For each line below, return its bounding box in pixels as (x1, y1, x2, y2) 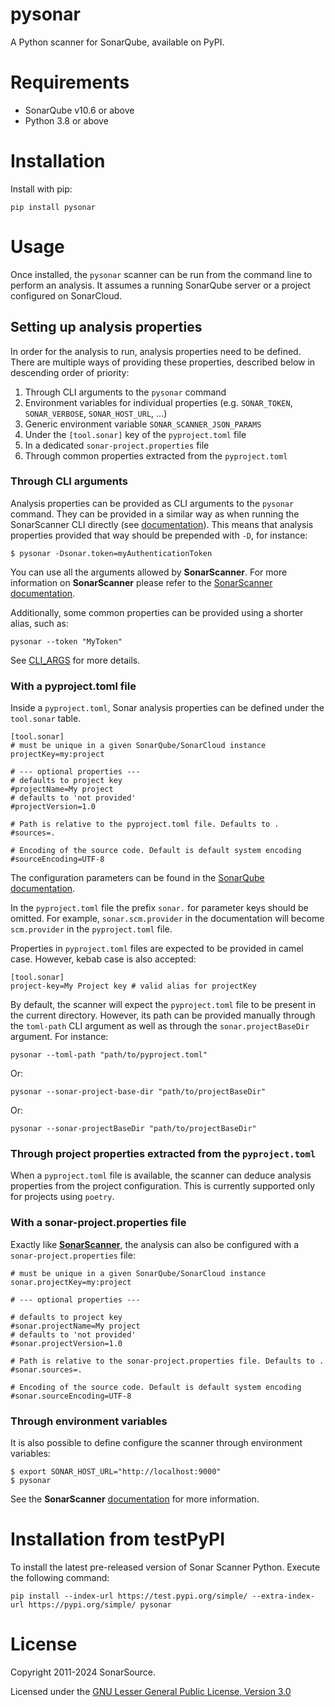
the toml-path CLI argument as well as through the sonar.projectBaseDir (10, 1020, 310, 1032)
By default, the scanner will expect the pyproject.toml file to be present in (10, 999, 316, 1011)
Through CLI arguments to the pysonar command (24, 386, 227, 398)
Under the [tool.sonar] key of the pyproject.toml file (24, 428, 247, 440)
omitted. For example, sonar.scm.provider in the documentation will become (10, 913, 325, 925)
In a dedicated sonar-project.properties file (24, 439, 210, 451)
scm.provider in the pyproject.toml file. (10, 923, 173, 935)
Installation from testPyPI (10, 1528, 226, 1551)
